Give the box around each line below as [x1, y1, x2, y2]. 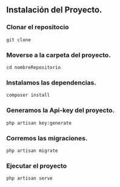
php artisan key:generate [6, 120, 72, 126]
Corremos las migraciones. [6, 134, 88, 142]
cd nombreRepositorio [6, 64, 61, 70]
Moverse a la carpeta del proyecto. [6, 51, 111, 59]
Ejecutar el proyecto [6, 162, 67, 170]
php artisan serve [6, 176, 53, 182]
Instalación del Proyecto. [6, 5, 102, 15]
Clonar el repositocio [6, 23, 69, 31]
